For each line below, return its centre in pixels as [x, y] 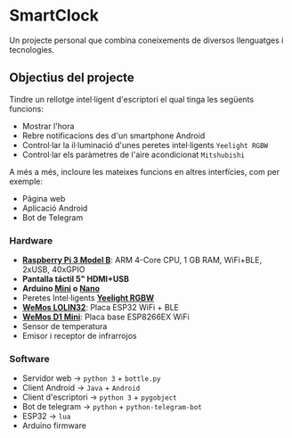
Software [30, 359]
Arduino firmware [54, 426]
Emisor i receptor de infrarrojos [79, 336]
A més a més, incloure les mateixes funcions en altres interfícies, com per [145, 171]
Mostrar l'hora [48, 126]
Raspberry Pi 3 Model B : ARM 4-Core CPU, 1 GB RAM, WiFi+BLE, [142, 260]
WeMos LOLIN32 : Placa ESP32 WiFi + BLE [101, 308]
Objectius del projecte [72, 78]
